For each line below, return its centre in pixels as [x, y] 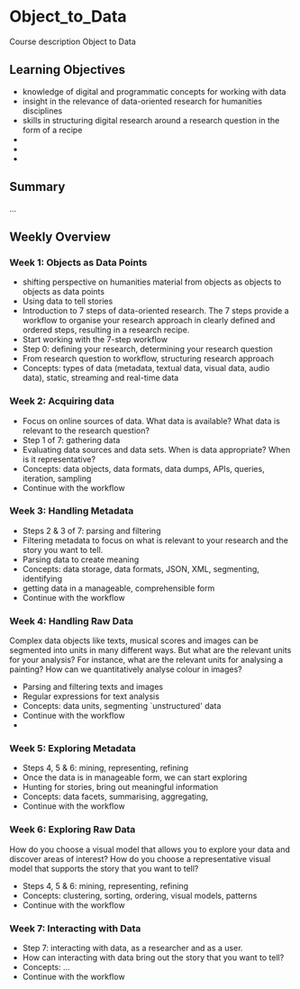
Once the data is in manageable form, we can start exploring [135, 777]
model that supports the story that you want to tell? [104, 868]
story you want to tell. [63, 549]
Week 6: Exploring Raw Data [73, 830]
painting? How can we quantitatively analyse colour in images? [126, 669]
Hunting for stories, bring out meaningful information [120, 787]
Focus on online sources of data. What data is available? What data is [151, 421]
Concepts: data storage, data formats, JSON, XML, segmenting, [141, 568]
